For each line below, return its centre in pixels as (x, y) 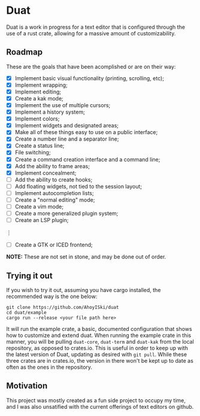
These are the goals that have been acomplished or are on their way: (91, 66)
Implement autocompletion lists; (54, 193)
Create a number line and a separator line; (67, 139)
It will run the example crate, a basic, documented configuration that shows (99, 329)
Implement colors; (37, 119)
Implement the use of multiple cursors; (63, 105)
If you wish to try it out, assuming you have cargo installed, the (84, 290)
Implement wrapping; (41, 85)
